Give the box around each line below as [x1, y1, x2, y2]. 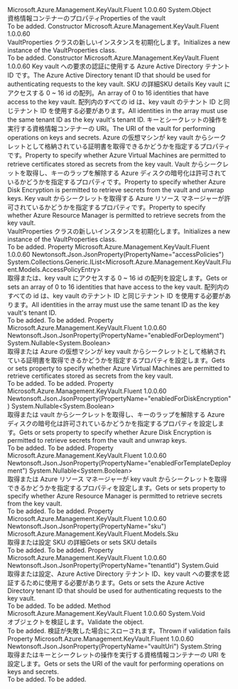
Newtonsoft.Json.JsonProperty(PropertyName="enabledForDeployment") [7, 331, 225, 340]
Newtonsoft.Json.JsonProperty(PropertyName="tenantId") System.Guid [7, 561, 219, 569]
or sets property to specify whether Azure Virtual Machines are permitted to [7, 364, 229, 372]
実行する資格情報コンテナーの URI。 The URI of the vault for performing [7, 125, 215, 132]
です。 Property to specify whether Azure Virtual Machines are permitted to [7, 151, 227, 159]
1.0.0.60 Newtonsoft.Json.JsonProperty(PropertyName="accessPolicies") [7, 251, 225, 258]
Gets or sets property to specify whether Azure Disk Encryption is [18, 428, 212, 436]
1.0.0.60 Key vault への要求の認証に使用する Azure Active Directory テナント [7, 62, 230, 70]
